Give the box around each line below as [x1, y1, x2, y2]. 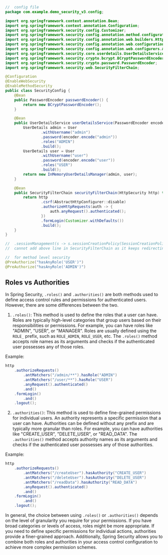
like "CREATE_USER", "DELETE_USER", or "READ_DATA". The [12, 431, 137, 437]
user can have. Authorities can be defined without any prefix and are [12, 421, 154, 427]
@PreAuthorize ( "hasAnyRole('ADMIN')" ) [5, 264, 86, 269]
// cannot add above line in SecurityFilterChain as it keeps [5, 246, 140, 251]
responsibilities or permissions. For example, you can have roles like [12, 323, 153, 329]
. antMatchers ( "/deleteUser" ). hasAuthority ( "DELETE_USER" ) [23, 475, 146, 480]
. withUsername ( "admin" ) [40, 130, 91, 135]
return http [23, 195, 48, 200]
